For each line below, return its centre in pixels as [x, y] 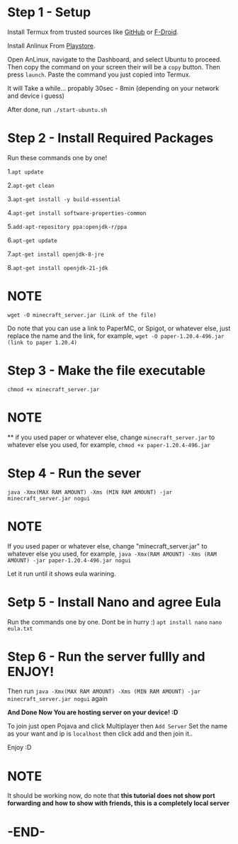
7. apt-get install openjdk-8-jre [56, 254]
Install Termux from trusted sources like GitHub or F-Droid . [93, 32]
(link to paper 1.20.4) [42, 342]
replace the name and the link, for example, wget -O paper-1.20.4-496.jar [116, 336]
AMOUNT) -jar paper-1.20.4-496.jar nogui [69, 561]
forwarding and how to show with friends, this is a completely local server [119, 803]
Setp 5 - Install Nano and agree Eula [114, 602]
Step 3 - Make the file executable [106, 371]
